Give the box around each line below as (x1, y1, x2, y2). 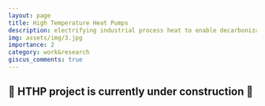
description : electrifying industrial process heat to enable (8, 26, 217, 34)
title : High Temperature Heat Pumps (8, 19, 129, 27)
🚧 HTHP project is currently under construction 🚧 (8, 85, 254, 99)
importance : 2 (8, 41, 55, 49)
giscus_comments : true (8, 56, 83, 64)
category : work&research (8, 48, 90, 56)
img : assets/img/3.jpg (8, 33, 83, 42)
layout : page (8, 11, 51, 20)
